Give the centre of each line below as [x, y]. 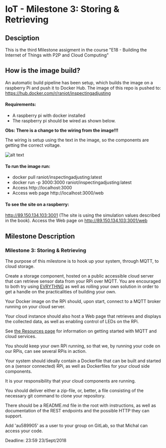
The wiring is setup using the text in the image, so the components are [77, 140]
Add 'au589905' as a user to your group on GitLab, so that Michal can [76, 426]
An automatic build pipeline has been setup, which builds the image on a [79, 82]
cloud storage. [20, 267]
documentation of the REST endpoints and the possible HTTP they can [77, 411]
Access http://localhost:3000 [42, 188]
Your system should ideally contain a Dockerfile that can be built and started [83, 361]
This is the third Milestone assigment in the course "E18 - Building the [76, 50]
